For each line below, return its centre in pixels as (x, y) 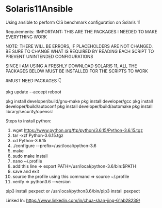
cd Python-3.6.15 (29, 140)
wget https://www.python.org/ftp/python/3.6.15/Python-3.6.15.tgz (78, 130)
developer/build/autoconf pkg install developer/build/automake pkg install (79, 106)
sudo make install (30, 156)
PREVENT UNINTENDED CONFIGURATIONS (49, 56)
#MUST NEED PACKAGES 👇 (34, 80)
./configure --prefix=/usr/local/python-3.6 (54, 146)
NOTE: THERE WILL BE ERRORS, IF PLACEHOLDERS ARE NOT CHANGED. (79, 46)
